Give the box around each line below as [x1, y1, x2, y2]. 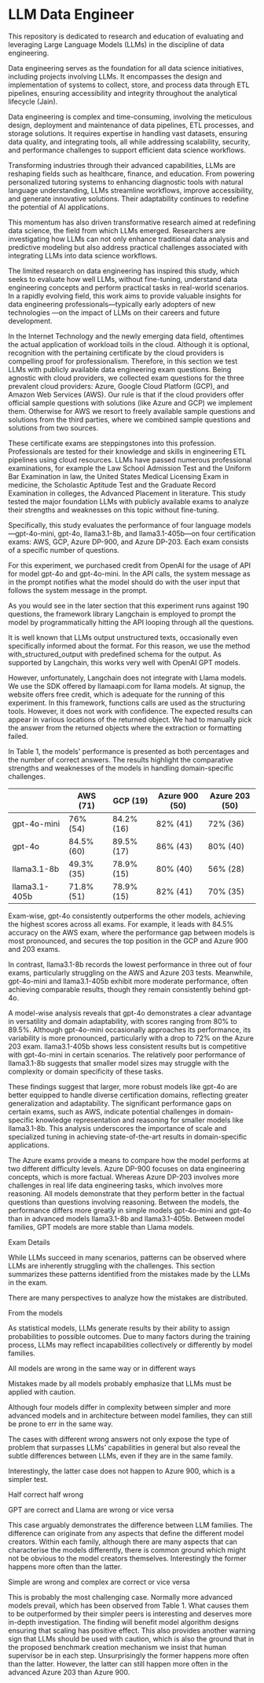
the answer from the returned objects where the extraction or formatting [8, 723, 242, 732]
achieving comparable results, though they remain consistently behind [8, 984, 236, 994]
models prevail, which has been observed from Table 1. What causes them [8, 1601, 249, 1610]
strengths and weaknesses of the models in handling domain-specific [8, 763, 234, 773]
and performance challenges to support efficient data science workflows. [8, 145, 246, 155]
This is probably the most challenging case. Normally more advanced [8, 1592, 233, 1601]
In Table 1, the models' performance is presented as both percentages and [8, 746, 250, 756]
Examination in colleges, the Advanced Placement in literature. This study [8, 488, 246, 498]
